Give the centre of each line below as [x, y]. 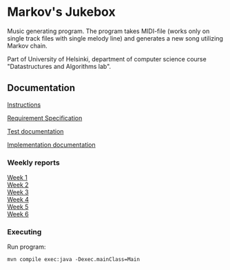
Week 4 [18, 200]
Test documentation [35, 131]
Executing [24, 231]
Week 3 [18, 192]
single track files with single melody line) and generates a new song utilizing [115, 38]
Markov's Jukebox [61, 12]
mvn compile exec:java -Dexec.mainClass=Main [73, 260]
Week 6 [18, 214]
